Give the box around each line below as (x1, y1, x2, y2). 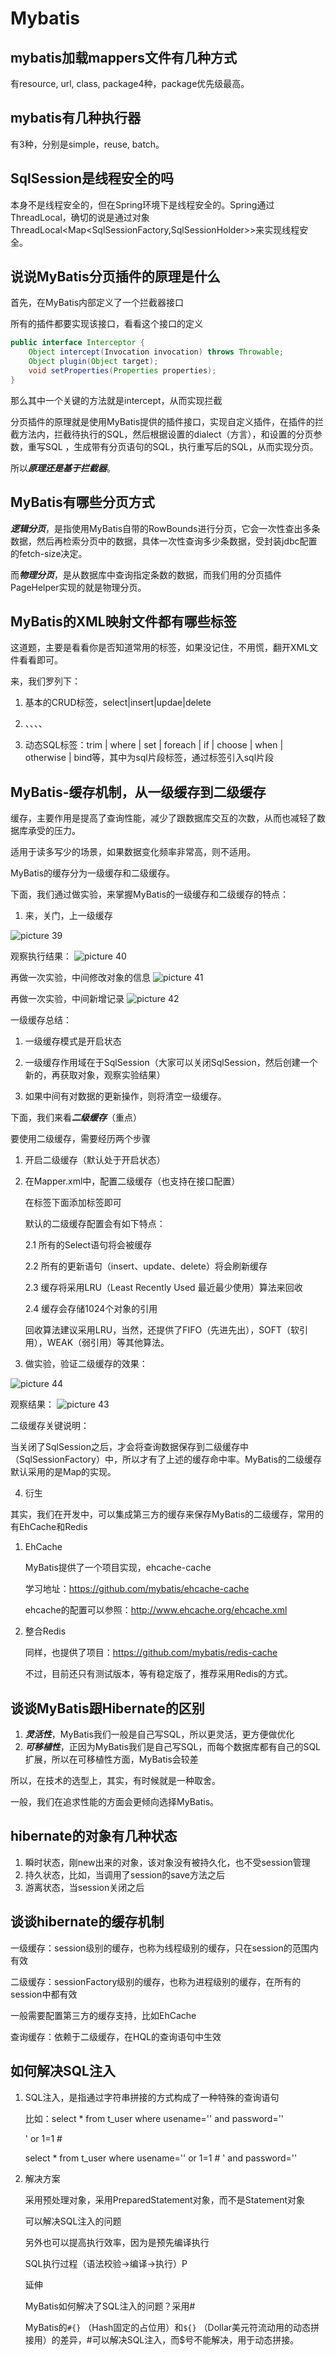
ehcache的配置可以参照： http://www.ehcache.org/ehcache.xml (24, 1604, 288, 1616)
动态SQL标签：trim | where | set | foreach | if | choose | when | (24, 739, 284, 751)
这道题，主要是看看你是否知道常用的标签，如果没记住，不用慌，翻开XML (10, 642, 310, 654)
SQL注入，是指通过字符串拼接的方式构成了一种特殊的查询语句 (24, 2091, 280, 2103)
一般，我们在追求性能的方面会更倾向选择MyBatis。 (10, 1796, 220, 1808)
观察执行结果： (10, 950, 72, 962)
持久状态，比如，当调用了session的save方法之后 (24, 1868, 225, 1881)
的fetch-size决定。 (10, 547, 88, 559)
